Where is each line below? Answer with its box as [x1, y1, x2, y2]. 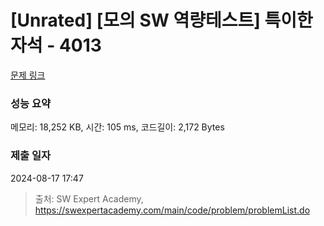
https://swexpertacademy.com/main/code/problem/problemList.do [34, 204, 311, 216]
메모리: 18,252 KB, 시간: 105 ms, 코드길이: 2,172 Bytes [10, 121, 225, 133]
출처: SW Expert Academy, [34, 192, 144, 205]
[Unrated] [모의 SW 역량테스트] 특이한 [10, 9, 313, 32]
